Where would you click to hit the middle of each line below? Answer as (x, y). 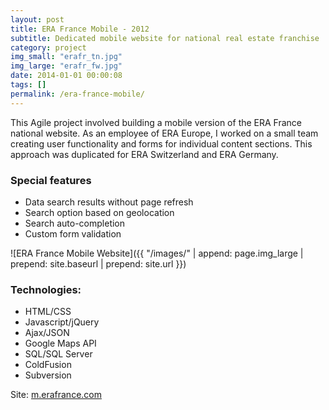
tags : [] (28, 85)
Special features (51, 180)
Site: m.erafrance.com (56, 395)
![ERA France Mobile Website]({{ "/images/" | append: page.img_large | (157, 253)
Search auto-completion (75, 223)
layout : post (37, 19)
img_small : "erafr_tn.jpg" (66, 57)
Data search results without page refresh (109, 202)
